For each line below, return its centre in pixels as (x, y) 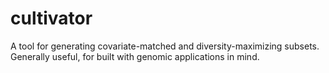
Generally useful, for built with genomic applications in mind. (135, 56)
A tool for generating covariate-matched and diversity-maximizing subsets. (165, 46)
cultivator (51, 18)
